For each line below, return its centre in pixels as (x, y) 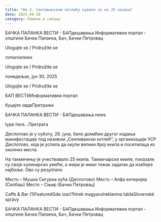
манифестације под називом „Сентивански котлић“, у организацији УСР (81, 139)
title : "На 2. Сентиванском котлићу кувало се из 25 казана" (69, 10)
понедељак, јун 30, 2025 (31, 77)
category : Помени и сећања (33, 19)
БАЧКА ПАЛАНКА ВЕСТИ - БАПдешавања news (55, 115)
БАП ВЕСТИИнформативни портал (41, 96)
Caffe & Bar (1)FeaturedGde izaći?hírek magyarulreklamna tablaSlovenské (80, 194)
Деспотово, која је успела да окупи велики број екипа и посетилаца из (80, 144)
